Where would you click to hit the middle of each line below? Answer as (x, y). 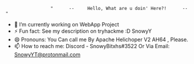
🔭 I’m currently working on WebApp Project (66, 24)
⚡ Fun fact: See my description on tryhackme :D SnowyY (83, 31)
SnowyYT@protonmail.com (47, 55)
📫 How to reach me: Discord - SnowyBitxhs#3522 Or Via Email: (92, 46)
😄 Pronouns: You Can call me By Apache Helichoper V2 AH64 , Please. (101, 39)
